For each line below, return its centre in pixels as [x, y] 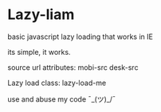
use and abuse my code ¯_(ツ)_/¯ [62, 99]
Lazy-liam [41, 15]
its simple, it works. [39, 52]
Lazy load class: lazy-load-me [57, 83]
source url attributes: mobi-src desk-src [73, 67]
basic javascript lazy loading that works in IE [80, 37]
